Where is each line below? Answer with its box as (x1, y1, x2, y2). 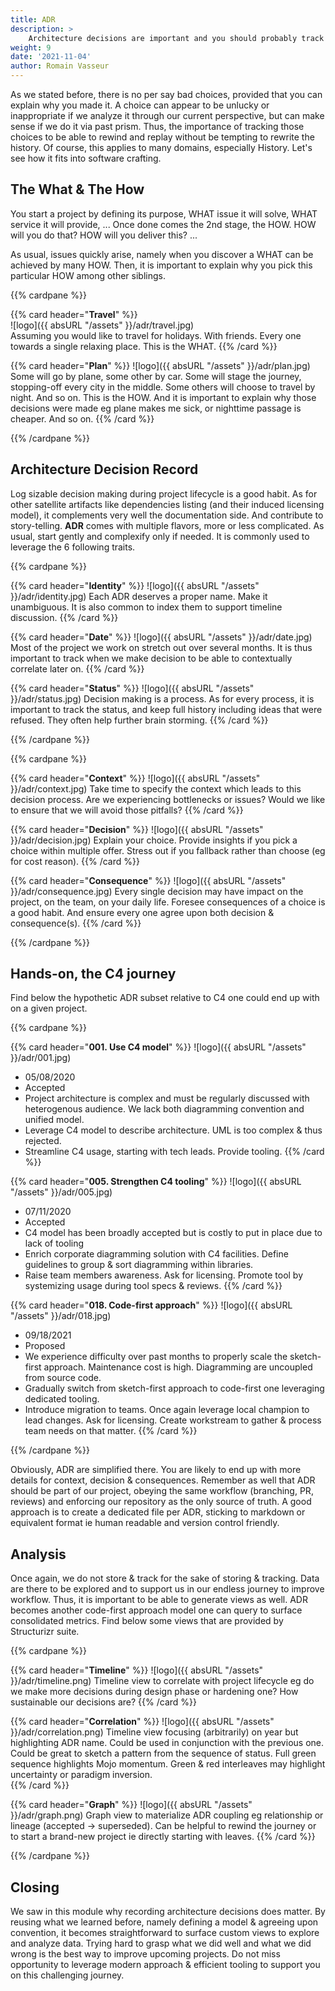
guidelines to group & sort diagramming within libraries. (24, 1259, 254, 1271)
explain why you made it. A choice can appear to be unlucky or (10, 99, 270, 111)
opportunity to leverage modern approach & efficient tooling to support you (10, 1959, 321, 1971)
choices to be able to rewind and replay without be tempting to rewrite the (10, 131, 315, 143)
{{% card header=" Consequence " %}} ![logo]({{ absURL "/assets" (10, 874, 287, 886)
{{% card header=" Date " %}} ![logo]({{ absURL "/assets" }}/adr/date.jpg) (10, 631, 313, 643)
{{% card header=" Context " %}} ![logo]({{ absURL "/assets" (10, 772, 261, 784)
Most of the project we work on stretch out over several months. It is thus (10, 641, 313, 653)
